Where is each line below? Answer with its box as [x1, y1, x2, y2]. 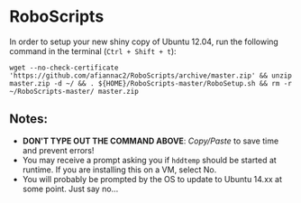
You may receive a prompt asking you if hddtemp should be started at [22, 154, 277, 165]
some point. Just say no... [22, 183, 119, 194]
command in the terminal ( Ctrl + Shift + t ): [9, 45, 178, 56]
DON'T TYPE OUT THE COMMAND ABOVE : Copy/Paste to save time [22, 135, 279, 146]
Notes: [9, 111, 48, 127]
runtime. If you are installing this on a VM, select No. [22, 164, 217, 175]
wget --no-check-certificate [9, 63, 119, 72]
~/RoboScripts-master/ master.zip [9, 87, 140, 96]
